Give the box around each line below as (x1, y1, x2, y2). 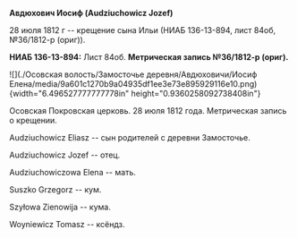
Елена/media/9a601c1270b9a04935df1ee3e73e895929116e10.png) (9, 79, 258, 89)
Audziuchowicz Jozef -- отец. (9, 149, 121, 160)
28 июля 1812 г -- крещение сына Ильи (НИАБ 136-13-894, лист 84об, (9, 25, 276, 35)
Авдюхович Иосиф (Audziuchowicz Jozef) (9, 8, 174, 18)
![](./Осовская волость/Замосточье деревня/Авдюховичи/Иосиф (9, 69, 258, 80)
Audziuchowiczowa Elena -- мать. (9, 167, 136, 177)
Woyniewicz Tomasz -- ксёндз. (9, 219, 125, 229)
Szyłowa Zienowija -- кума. (9, 201, 112, 212)
